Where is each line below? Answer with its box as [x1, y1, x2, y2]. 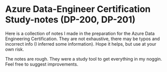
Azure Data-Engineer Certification [5, 3, 151, 15]
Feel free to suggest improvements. [5, 61, 78, 67]
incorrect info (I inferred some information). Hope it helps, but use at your [5, 41, 156, 47]
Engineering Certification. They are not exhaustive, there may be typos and [5, 36, 160, 42]
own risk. [5, 46, 24, 52]
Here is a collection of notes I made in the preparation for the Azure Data [5, 30, 155, 36]
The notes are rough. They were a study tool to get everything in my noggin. [5, 56, 162, 62]
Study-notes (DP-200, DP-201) [5, 14, 136, 25]
